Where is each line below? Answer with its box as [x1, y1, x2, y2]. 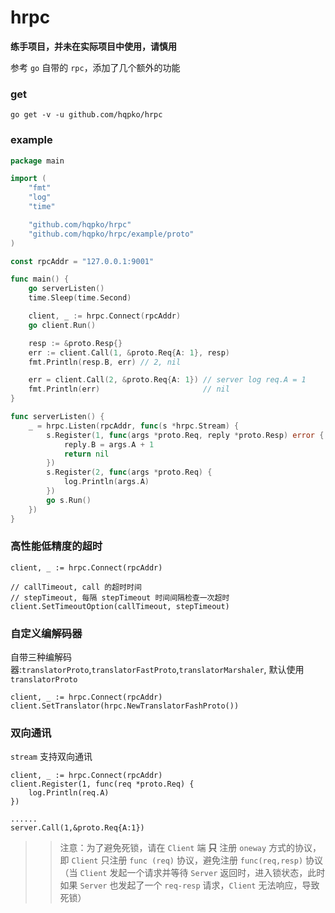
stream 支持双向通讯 [10, 751, 93, 763]
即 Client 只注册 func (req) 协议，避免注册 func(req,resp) [59, 854, 304, 866]
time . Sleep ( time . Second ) [28, 293, 132, 303]
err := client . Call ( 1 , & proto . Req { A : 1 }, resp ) [28, 347, 231, 358]
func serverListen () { [10, 412, 105, 422]
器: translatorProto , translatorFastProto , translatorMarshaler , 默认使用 [10, 664, 305, 676]
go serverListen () [28, 284, 105, 294]
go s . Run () [46, 495, 92, 505]
